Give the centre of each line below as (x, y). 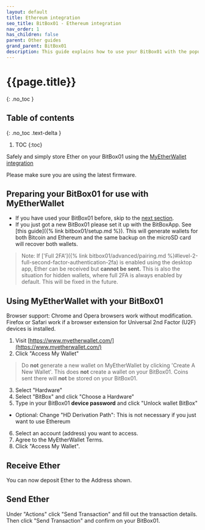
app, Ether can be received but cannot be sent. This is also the (101, 269)
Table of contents (40, 118)
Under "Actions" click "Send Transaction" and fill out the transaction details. (102, 514)
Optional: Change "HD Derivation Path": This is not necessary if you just (106, 415)
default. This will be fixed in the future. (70, 282)
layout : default (27, 12)
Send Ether (28, 499)
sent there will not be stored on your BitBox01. (79, 379)
